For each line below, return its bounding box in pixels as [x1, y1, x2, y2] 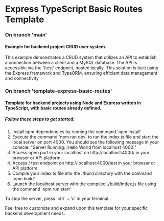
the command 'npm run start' [12, 186, 71, 192]
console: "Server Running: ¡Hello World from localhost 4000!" [12, 144, 137, 150]
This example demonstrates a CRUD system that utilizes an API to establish [5, 55, 157, 60]
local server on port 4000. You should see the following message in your [12, 139, 159, 145]
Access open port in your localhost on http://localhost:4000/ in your [12, 149, 150, 155]
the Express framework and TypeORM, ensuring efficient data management [5, 70, 158, 76]
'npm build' [12, 175, 35, 181]
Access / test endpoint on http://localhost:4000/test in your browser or [12, 160, 156, 166]
